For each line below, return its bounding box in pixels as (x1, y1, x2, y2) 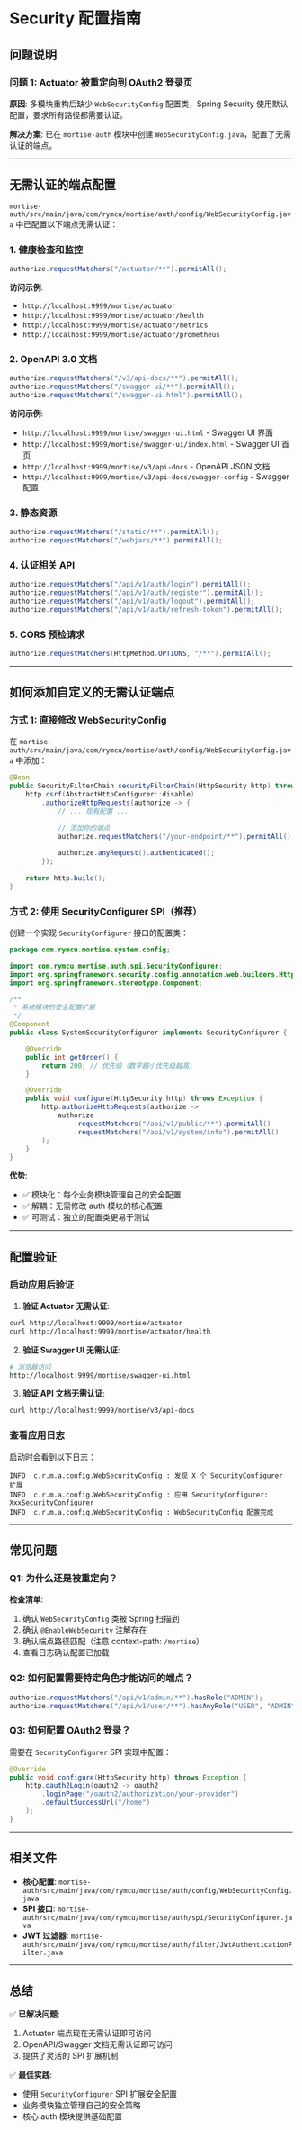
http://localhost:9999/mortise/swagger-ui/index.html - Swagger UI (22, 438, 280, 449)
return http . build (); (25, 873, 106, 883)
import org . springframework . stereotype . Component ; (9, 979, 203, 988)
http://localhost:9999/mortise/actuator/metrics (22, 321, 209, 330)
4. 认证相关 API (9, 559, 75, 571)
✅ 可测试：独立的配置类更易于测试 (22, 1212, 150, 1223)
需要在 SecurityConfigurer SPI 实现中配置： (9, 1746, 173, 1757)
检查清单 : (9, 1594, 44, 1605)
